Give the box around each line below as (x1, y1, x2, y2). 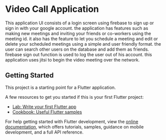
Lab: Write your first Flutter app (12, 103, 77, 110)
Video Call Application (5, 3, 99, 15)
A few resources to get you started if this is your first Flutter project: (5, 94, 144, 100)
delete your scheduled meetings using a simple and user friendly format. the (5, 41, 161, 47)
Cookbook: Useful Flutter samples (12, 109, 82, 115)
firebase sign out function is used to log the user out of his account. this (5, 51, 152, 58)
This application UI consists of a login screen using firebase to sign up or (5, 20, 154, 26)
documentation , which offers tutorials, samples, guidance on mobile (5, 124, 144, 130)
